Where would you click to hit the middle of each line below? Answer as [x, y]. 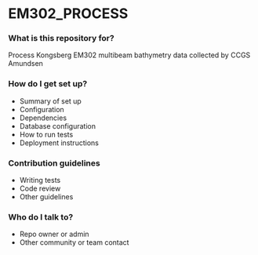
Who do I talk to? [41, 217]
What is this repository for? [62, 38]
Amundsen [25, 64]
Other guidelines [46, 197]
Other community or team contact [74, 242]
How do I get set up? [48, 84]
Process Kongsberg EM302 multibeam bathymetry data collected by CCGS [129, 55]
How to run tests [46, 134]
